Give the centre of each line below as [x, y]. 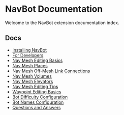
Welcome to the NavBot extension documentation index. [62, 23]
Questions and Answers [36, 107]
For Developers [28, 55]
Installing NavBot [29, 50]
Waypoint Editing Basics [37, 91]
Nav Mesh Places [30, 65]
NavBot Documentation [54, 9]
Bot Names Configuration [38, 102]
